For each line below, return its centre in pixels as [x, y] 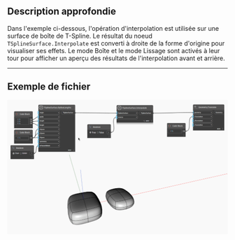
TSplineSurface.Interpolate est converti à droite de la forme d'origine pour [116, 43]
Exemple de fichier [49, 87]
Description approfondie [62, 12]
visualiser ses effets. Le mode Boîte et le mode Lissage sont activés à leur [114, 50]
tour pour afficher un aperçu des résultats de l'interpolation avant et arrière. [116, 58]
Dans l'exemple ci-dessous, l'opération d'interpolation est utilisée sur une [113, 28]
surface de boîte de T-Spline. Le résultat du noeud [80, 36]
